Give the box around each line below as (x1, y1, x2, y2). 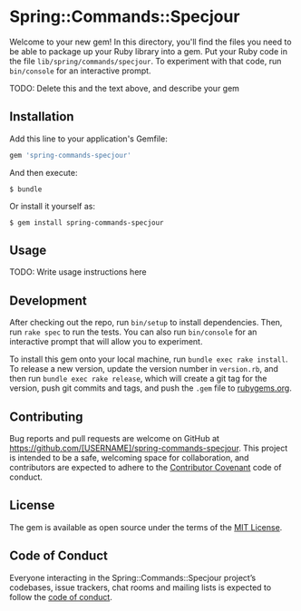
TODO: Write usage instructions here (9, 267, 147, 277)
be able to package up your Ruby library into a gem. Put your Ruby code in (9, 45, 288, 56)
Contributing (9, 409, 83, 424)
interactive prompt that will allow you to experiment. (9, 336, 203, 347)
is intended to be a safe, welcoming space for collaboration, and (9, 452, 249, 463)
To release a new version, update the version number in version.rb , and (9, 364, 279, 374)
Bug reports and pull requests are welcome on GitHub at (9, 433, 220, 444)
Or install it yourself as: (9, 200, 95, 211)
